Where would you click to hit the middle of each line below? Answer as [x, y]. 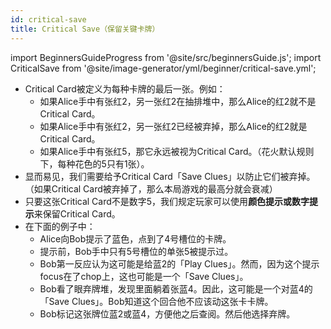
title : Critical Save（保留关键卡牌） [85, 29]
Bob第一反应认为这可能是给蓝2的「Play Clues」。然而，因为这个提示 [179, 263]
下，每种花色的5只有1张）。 [94, 163]
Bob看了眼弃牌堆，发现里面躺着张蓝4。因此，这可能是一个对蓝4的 [176, 288]
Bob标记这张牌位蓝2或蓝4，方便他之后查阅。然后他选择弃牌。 [167, 313]
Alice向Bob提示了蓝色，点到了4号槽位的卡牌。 [135, 238]
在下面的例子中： [60, 226]
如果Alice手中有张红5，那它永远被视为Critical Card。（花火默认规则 [177, 151]
